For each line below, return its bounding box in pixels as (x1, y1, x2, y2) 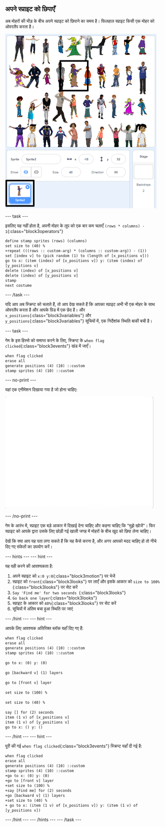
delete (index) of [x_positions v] (5, 268, 79, 273)
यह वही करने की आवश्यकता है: (5, 563, 53, 569)
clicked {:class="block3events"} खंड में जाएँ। (5, 343, 91, 349)
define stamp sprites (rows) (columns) (5, 238, 87, 243)
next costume (5, 283, 32, 288)
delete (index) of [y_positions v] (5, 273, 79, 278)
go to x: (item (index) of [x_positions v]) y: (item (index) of (5, 258, 142, 263)
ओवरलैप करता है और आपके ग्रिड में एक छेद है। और (5, 307, 85, 313)
